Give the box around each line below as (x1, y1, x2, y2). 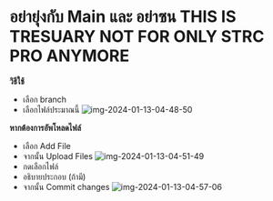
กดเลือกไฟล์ (22, 161, 59, 172)
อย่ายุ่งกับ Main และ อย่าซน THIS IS (9, 6, 237, 27)
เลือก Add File (22, 140, 71, 151)
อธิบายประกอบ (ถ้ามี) (22, 171, 86, 182)
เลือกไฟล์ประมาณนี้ (22, 104, 80, 115)
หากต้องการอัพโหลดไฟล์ (9, 122, 82, 133)
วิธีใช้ (9, 75, 25, 86)
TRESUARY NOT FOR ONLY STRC (9, 26, 265, 47)
